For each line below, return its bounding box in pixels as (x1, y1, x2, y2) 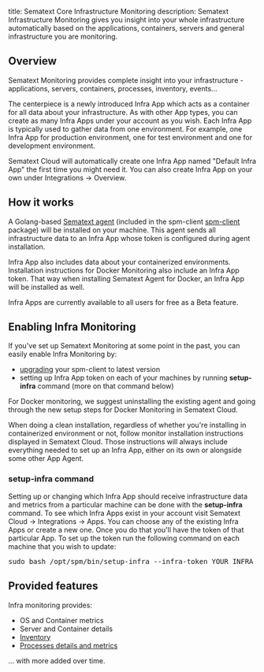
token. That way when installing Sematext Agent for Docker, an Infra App (8, 273, 244, 283)
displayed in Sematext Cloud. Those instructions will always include (8, 437, 229, 447)
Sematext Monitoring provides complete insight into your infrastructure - (8, 75, 244, 85)
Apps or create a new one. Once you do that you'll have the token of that (8, 525, 244, 534)
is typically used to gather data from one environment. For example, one (8, 124, 243, 133)
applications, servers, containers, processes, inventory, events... (8, 84, 218, 93)
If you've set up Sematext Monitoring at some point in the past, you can (8, 341, 240, 351)
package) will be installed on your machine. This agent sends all (8, 225, 217, 235)
